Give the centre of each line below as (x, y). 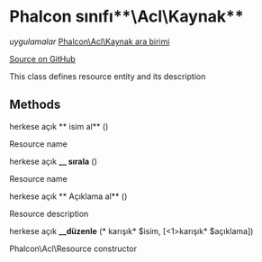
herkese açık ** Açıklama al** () (68, 196)
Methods (35, 105)
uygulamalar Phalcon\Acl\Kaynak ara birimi (90, 41)
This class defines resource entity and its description (108, 76)
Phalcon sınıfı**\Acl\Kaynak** (127, 17)
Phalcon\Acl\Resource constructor (73, 248)
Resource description (49, 213)
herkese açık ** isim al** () (59, 126)
